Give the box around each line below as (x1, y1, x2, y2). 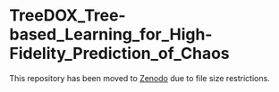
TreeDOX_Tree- (9, 5, 127, 26)
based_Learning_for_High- (9, 24, 213, 45)
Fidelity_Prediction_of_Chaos (9, 44, 230, 63)
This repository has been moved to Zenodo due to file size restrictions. (9, 72, 270, 83)
